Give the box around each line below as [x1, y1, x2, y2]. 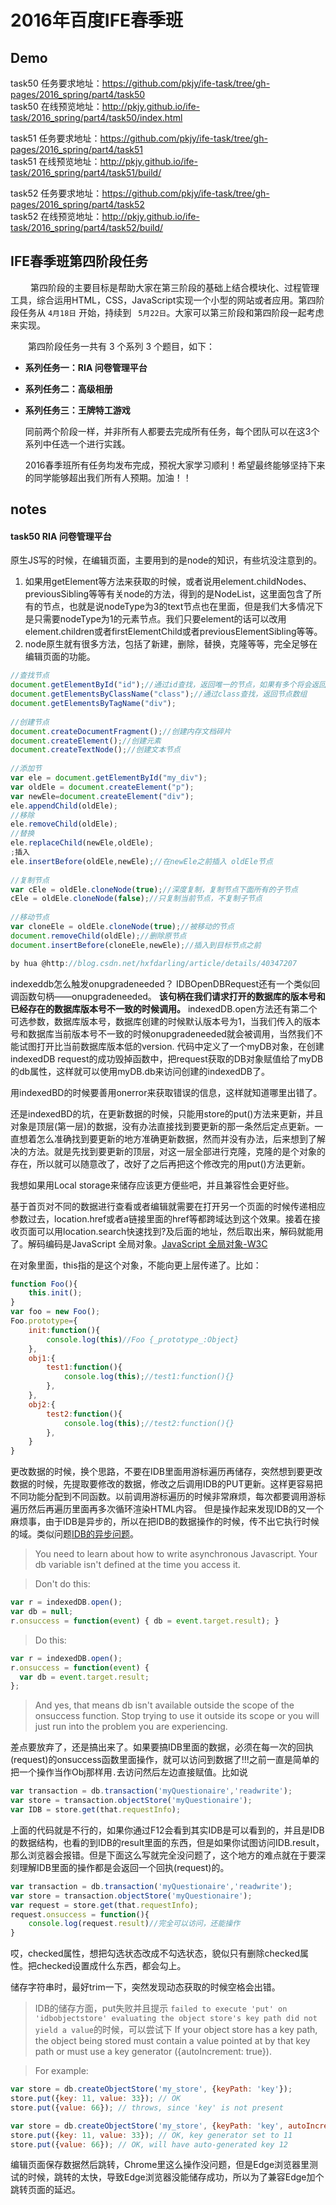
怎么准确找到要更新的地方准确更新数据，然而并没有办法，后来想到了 [36, 1132, 317, 1145]
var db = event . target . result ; [19, 1672, 150, 1682]
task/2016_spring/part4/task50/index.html [10, 112, 183, 123]
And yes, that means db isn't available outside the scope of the [34, 1699, 295, 1711]
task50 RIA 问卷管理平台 [10, 530, 112, 542]
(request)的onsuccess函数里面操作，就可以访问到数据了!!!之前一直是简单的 [10, 1754, 320, 1766]
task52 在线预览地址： [10, 211, 103, 222]
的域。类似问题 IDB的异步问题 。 [10, 1528, 140, 1540]
